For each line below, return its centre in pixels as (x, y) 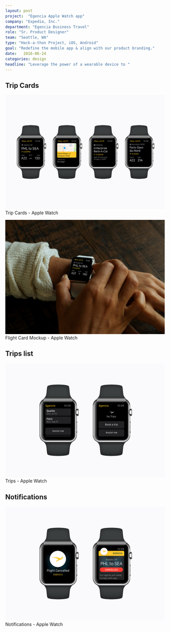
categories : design (26, 59)
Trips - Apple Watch (26, 481)
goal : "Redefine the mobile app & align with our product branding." (80, 48)
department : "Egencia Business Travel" (47, 27)
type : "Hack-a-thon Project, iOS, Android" (52, 43)
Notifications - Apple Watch (34, 624)
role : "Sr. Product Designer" (37, 32)
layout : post (19, 11)
